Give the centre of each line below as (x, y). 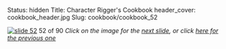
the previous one (32, 38)
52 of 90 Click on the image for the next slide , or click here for (128, 31)
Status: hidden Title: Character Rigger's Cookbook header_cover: (101, 10)
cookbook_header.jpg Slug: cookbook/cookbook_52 (82, 17)
